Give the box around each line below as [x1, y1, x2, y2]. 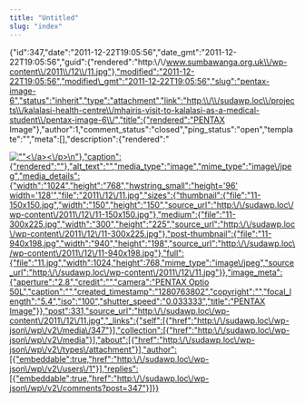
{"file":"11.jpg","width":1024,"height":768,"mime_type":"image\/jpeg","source [9, 257, 295, 268]
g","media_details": [9, 170, 80, 181]
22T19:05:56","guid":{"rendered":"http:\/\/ [9, 56, 167, 67]
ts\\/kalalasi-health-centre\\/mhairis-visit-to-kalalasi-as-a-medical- [9, 104, 261, 115]
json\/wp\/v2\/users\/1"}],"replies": [9, 363, 139, 374]
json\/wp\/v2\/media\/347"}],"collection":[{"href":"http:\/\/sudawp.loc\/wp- [9, 324, 290, 336]
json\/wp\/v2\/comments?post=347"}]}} [9, 382, 160, 393]
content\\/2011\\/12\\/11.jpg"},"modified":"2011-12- [9, 65, 195, 77]
